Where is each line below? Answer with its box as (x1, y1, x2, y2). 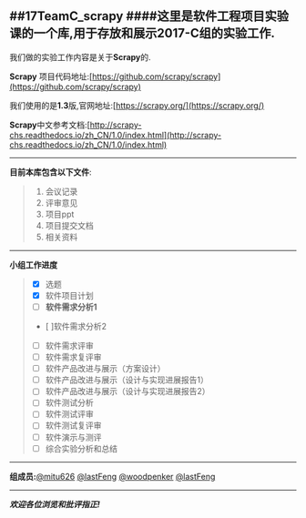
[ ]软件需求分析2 (45, 321, 107, 331)
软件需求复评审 (45, 351, 102, 362)
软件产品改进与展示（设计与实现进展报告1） (45, 374, 209, 385)
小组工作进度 (9, 259, 57, 270)
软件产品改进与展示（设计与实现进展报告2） (45, 386, 211, 397)
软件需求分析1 (45, 301, 97, 312)
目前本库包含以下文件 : (9, 167, 93, 178)
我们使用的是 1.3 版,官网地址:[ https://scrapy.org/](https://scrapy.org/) (9, 99, 265, 111)
